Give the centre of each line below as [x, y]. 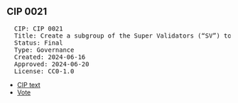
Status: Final [38, 43]
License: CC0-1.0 [44, 71]
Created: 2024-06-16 [50, 57]
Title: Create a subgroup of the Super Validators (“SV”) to [123, 36]
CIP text [28, 85]
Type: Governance [44, 50]
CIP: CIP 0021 [38, 28]
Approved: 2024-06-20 [52, 64]
